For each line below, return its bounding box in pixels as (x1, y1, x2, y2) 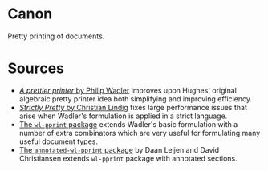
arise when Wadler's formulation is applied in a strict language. (18, 111, 228, 121)
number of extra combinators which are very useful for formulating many (18, 128, 261, 137)
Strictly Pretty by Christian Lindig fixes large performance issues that (18, 102, 248, 112)
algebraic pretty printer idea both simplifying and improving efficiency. (18, 93, 253, 104)
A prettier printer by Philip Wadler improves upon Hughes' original (18, 85, 238, 95)
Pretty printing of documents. (7, 31, 105, 41)
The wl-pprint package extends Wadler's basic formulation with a (18, 119, 238, 129)
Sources (7, 59, 65, 78)
